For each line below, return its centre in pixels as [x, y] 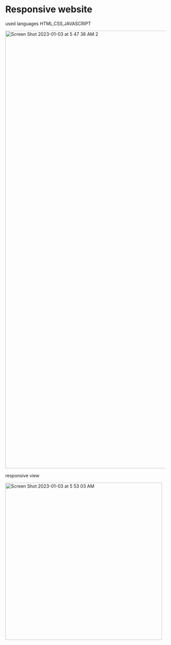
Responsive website [49, 9]
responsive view [22, 475]
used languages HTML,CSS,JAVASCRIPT [48, 24]
